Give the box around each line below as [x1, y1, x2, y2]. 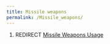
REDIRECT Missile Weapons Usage [15, 31, 104, 38]
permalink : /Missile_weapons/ [6, 14, 84, 20]
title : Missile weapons [6, 8, 67, 15]
